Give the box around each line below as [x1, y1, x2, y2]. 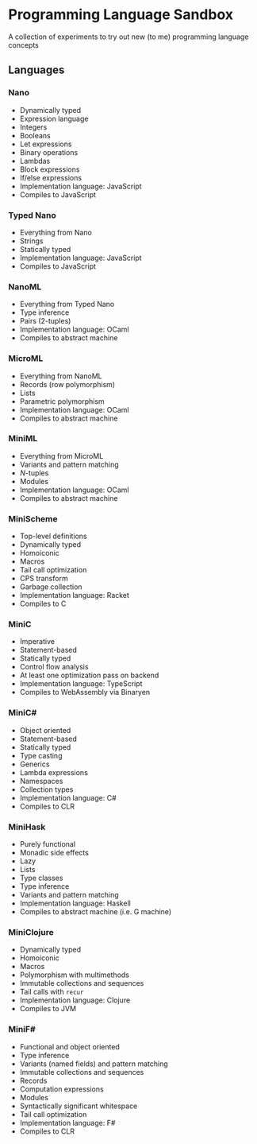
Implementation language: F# [19, 1118, 116, 1127]
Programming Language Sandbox [8, 6, 234, 24]
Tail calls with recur [19, 987, 84, 997]
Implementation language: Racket [19, 591, 129, 600]
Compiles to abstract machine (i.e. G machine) [19, 907, 172, 916]
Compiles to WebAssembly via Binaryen [19, 688, 151, 697]
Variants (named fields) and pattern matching [19, 1059, 168, 1068]
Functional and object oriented [19, 1041, 121, 1051]
